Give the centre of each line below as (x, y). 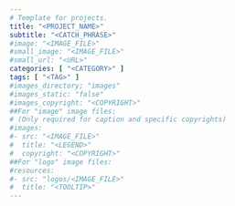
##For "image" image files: (63, 111)
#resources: (32, 170)
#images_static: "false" (57, 94)
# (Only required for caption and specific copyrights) (118, 119)
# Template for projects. (59, 18)
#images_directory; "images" (65, 86)
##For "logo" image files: (61, 162)
